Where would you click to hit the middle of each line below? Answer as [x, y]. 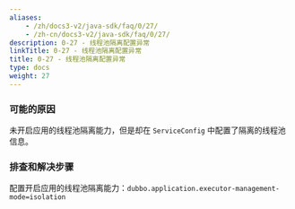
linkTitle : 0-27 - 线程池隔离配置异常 [75, 51]
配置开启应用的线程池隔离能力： [68, 188]
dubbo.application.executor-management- [204, 189]
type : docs [30, 68]
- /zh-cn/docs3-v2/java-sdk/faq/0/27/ [98, 34]
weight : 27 [30, 76]
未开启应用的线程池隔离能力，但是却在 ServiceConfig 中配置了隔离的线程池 [147, 130]
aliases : [26, 17]
